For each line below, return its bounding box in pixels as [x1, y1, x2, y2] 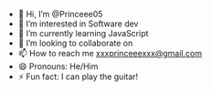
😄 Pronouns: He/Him [17, 61, 99, 72]
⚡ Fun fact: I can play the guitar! [17, 71, 139, 82]
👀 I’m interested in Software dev [17, 18, 139, 29]
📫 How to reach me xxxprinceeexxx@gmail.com [17, 48, 203, 58]
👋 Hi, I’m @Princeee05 [17, 9, 103, 19]
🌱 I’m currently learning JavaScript [17, 28, 149, 38]
